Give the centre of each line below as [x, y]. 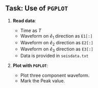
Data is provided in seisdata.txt [54, 56]
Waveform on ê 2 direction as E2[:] [57, 43]
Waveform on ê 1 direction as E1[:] [56, 36]
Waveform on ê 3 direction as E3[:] [57, 50]
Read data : [24, 20]
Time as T [31, 31]
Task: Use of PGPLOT [36, 8]
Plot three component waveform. [55, 75]
